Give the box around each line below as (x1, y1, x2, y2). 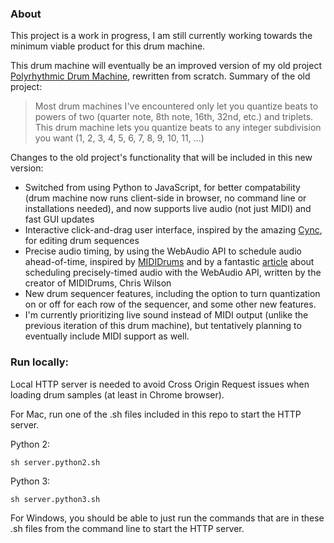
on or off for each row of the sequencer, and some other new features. (24, 298, 317, 311)
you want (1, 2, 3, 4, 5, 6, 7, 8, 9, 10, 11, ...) (34, 132, 205, 144)
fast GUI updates (24, 213, 95, 226)
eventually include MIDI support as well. (24, 330, 190, 342)
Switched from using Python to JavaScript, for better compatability (24, 182, 301, 194)
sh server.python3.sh (10, 494, 101, 504)
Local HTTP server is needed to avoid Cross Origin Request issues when (10, 378, 310, 390)
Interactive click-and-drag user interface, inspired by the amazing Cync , (24, 224, 323, 236)
